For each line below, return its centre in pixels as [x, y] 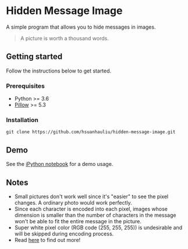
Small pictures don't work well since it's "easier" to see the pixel [91, 196]
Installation [22, 120]
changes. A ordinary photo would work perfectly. [73, 202]
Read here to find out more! [47, 240]
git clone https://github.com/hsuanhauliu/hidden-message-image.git [91, 132]
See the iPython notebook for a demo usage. [60, 164]
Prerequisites [25, 86]
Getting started [34, 57]
